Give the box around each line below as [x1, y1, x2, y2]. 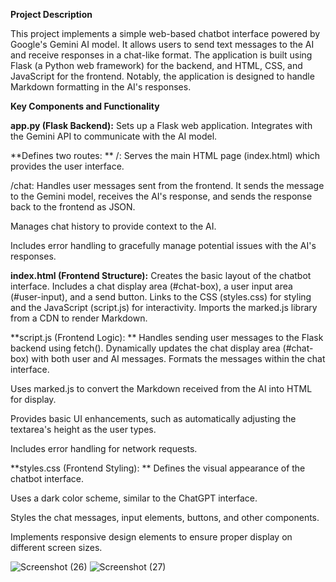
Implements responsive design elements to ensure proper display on [10, 531, 293, 543]
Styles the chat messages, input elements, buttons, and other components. [10, 512, 320, 523]
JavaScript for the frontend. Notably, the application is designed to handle [10, 70, 315, 82]
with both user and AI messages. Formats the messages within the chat [31, 353, 326, 364]
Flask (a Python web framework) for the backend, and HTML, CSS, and [10, 60, 303, 71]
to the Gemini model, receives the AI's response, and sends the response [10, 190, 313, 202]
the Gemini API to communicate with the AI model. [10, 130, 218, 142]
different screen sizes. [10, 542, 103, 553]
